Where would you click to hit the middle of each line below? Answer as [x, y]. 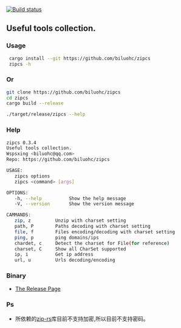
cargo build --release [35, 103]
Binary [16, 276]
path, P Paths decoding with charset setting [82, 227]
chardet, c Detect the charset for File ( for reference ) [92, 243]
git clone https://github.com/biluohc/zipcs [63, 92]
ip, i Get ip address [54, 255]
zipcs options [32, 176]
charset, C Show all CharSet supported [70, 249]
